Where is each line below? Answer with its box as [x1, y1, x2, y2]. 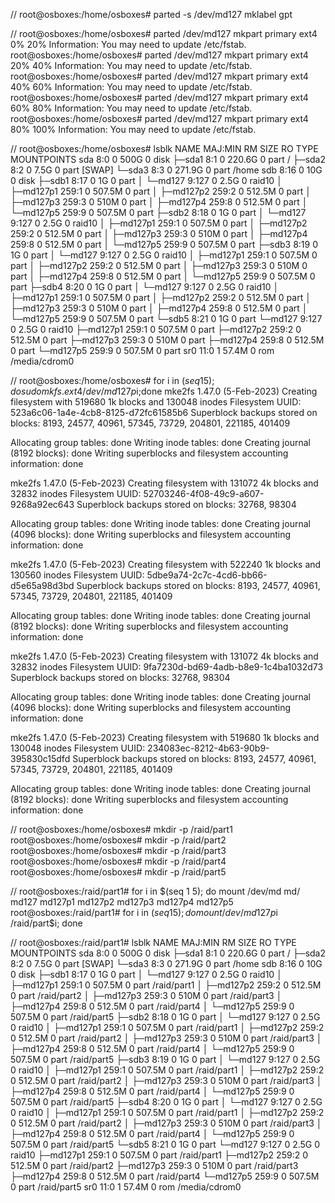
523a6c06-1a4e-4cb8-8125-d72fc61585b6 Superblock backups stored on [10, 407, 318, 418]
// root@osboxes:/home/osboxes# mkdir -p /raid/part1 [10, 824, 233, 835]
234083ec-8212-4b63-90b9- [147, 742, 270, 754]
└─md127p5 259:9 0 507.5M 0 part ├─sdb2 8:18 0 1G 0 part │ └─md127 [10, 207, 307, 218]
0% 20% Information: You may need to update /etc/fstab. [10, 39, 247, 50]
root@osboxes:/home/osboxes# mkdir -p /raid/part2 [10, 834, 227, 846]
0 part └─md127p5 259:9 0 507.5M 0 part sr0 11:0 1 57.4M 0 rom [10, 345, 275, 356]
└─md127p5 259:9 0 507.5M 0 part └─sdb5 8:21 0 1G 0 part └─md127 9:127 [10, 313, 323, 324]
